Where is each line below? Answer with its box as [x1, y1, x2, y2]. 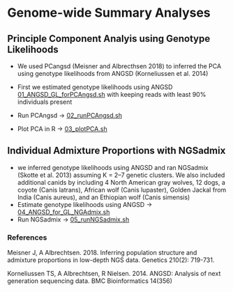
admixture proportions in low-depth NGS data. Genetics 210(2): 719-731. [7, 256, 215, 264]
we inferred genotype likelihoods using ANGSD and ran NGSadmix [17, 163, 209, 171]
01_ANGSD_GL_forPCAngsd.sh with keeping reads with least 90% [17, 91, 206, 98]
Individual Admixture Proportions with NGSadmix [7, 145, 226, 157]
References [7, 232, 47, 242]
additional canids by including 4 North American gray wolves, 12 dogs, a [17, 178, 225, 186]
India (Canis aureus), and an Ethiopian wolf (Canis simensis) [17, 193, 190, 201]
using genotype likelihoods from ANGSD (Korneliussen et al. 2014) [17, 70, 209, 77]
